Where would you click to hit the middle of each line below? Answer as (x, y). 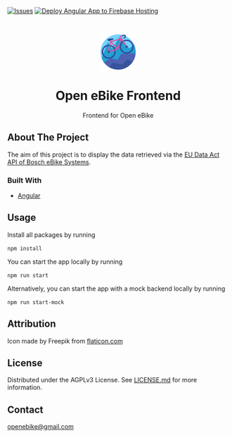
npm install (25, 248)
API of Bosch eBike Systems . (49, 162)
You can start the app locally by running (65, 262)
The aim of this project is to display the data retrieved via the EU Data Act (114, 154)
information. (25, 387)
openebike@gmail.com (40, 427)
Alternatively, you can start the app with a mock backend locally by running (116, 288)
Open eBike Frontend (118, 96)
